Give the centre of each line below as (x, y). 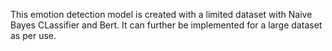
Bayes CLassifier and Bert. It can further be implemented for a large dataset (166, 25)
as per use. (33, 35)
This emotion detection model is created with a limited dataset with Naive (161, 14)
